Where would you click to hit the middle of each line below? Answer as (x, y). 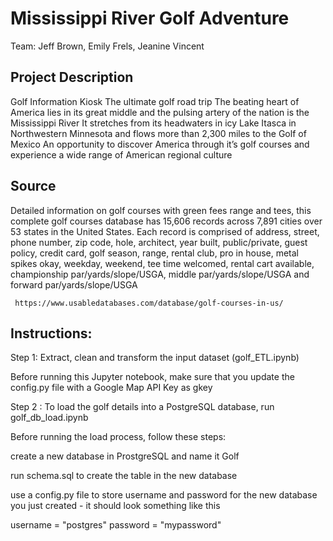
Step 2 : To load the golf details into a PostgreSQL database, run (142, 407)
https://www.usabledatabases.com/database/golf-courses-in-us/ (149, 303)
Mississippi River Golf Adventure (150, 18)
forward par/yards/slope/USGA (74, 284)
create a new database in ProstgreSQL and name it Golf (125, 456)
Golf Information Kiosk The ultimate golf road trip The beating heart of (155, 101)
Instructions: (51, 333)
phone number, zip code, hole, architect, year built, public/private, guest (159, 242)
